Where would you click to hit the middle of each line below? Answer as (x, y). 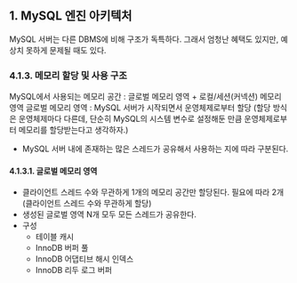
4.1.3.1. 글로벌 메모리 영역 (53, 171)
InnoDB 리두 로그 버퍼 (74, 271)
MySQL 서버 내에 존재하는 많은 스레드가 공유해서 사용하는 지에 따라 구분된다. (155, 149)
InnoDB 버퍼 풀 (62, 248)
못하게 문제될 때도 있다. (66, 50)
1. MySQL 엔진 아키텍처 (71, 16)
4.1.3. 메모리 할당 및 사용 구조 (68, 76)
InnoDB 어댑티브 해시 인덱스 (84, 259)
